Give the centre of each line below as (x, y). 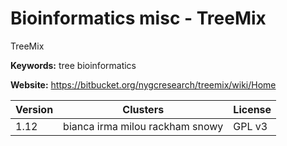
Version (34, 109)
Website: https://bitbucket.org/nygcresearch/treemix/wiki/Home (143, 84)
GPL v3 (250, 126)
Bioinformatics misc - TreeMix (138, 18)
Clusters (143, 109)
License (252, 109)
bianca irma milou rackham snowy (143, 126)
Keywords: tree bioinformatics (73, 65)
